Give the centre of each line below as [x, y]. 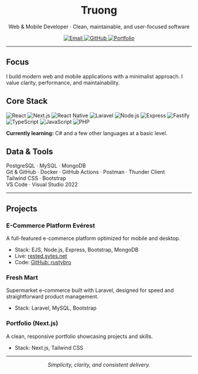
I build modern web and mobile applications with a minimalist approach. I [95, 76]
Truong [99, 10]
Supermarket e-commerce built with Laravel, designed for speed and [90, 290]
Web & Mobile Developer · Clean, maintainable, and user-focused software [99, 27]
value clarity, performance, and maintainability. [63, 83]
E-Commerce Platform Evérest [51, 225]
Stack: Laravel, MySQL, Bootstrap [55, 308]
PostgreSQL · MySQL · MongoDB [46, 166]
